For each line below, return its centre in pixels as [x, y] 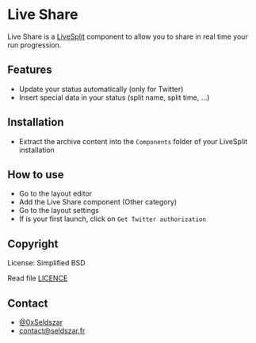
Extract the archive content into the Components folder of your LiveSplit [133, 141]
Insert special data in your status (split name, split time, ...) [114, 97]
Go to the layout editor [55, 194]
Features [30, 70]
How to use [36, 175]
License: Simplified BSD [46, 263]
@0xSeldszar [41, 322]
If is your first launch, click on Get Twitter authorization [113, 219]
